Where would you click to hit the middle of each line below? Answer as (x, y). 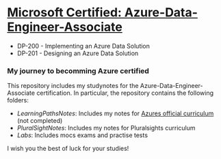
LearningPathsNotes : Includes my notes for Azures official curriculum (115, 113)
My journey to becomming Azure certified (78, 71)
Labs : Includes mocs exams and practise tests (82, 135)
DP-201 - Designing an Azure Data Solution (78, 53)
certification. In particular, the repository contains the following (125, 93)
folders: (18, 100)
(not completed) (40, 121)
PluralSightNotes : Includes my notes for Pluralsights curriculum (106, 128)
